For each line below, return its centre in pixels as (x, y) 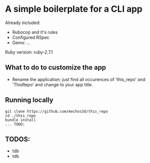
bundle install (21, 120)
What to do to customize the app (55, 68)
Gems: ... (21, 42)
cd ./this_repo (21, 116)
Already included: (23, 23)
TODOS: (18, 139)
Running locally (29, 100)
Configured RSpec (31, 37)
